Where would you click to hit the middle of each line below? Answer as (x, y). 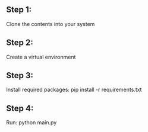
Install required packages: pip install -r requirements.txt (74, 90)
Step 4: (20, 108)
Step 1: (19, 10)
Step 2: (20, 43)
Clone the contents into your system (51, 24)
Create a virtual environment (41, 57)
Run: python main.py (32, 123)
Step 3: (20, 75)
